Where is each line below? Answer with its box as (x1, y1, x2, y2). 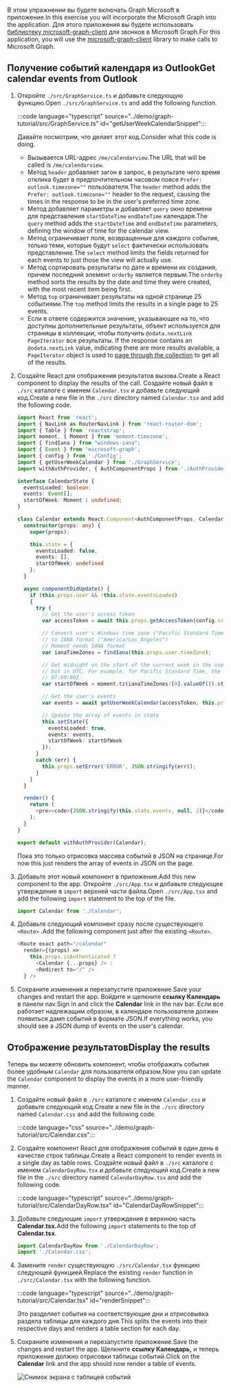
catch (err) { (35, 757, 76, 764)
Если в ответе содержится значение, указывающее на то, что (27, 314, 210, 322)
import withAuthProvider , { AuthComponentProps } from (16, 465, 178, 472)
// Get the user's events (42, 693, 116, 700)
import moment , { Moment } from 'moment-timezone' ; (16, 433, 168, 440)
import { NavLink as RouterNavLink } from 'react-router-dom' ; (16, 420, 203, 428)
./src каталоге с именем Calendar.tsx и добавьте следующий (16, 386, 200, 395)
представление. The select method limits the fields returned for (27, 248, 209, 257)
